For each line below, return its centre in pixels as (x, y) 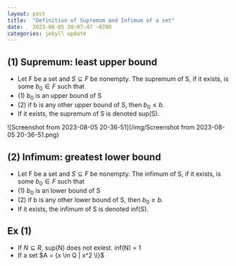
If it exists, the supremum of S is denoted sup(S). (88, 114)
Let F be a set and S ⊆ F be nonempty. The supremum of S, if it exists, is (123, 79)
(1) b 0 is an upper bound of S (60, 96)
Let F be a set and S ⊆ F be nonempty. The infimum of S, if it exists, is (119, 174)
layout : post (26, 14)
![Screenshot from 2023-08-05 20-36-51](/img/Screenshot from (101, 127)
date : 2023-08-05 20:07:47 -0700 (60, 27)
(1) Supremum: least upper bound (82, 62)
